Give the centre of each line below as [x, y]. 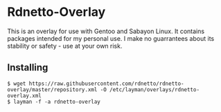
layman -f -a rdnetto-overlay [57, 102]
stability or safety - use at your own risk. [65, 46]
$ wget [17, 84]
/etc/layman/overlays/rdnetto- [154, 90]
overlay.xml [24, 95]
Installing [28, 67]
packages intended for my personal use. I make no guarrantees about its [111, 38]
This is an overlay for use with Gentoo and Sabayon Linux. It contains [106, 31]
